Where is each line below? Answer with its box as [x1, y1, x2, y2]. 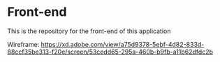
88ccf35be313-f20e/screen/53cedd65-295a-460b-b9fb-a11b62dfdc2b [7, 48, 214, 56]
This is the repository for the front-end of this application [7, 27, 171, 35]
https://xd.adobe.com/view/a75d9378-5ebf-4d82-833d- [41, 40, 205, 48]
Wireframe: [7, 40, 40, 48]
